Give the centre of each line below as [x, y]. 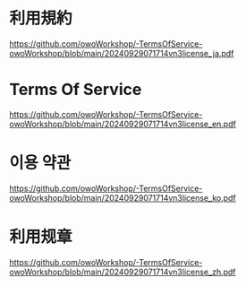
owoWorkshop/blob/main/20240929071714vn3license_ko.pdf [123, 197]
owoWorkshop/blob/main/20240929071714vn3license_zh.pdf [123, 272]
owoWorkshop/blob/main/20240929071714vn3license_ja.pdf [122, 53]
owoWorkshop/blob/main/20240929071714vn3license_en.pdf [123, 124]
